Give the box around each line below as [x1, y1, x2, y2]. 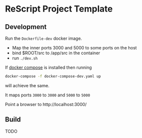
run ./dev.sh [12, 55, 38, 61]
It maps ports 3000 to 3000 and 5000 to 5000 [5, 92, 90, 98]
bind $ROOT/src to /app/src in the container [12, 50, 101, 56]
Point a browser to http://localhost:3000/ [5, 101, 87, 107]
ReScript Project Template [5, 3, 113, 15]
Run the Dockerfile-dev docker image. [5, 35, 82, 41]
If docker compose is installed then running [5, 64, 92, 70]
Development [5, 23, 47, 31]
